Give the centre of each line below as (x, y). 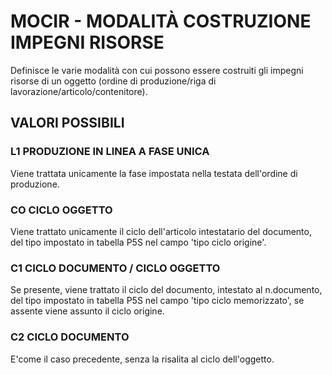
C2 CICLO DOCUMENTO (70, 337)
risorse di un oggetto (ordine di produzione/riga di (113, 81)
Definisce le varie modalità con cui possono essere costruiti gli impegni (157, 70)
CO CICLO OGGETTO (61, 210)
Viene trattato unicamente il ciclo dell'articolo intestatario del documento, (161, 231)
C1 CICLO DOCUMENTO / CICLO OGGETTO (115, 268)
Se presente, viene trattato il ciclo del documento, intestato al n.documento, (166, 290)
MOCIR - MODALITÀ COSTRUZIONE (161, 21)
